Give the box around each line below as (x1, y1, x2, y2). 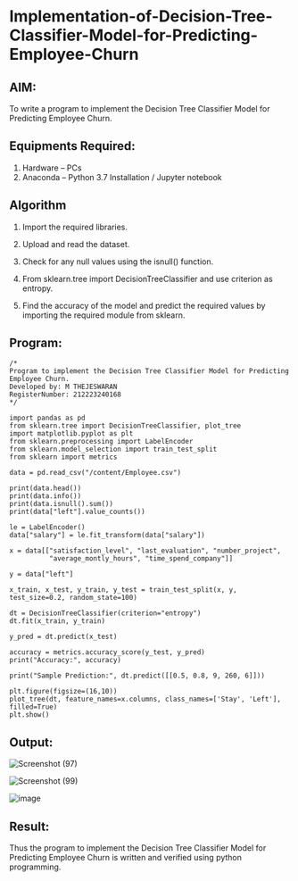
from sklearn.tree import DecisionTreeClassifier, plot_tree (9, 421, 242, 430)
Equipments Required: (9, 138, 136, 154)
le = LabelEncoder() (9, 523, 87, 532)
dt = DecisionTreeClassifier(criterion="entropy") (9, 609, 202, 618)
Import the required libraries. (21, 221, 128, 232)
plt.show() (9, 711, 50, 719)
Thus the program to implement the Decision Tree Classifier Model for (9, 843, 267, 853)
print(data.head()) (9, 484, 82, 493)
